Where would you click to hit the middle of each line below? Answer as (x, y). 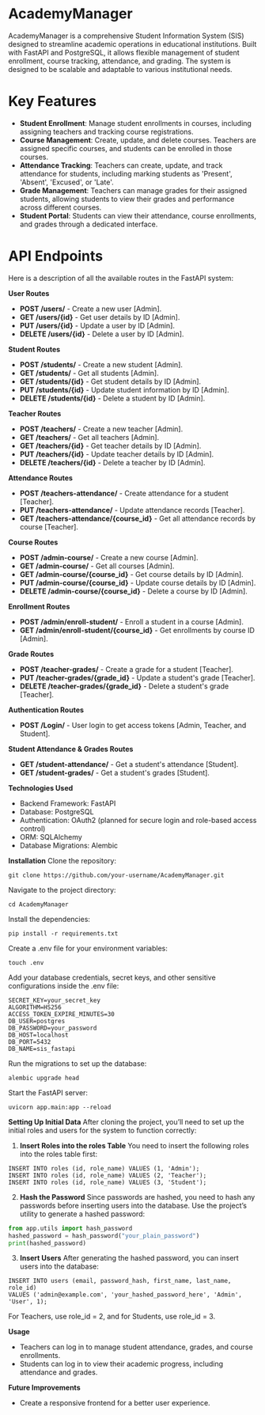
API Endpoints (56, 256)
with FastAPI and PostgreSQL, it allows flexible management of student (124, 52)
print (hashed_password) (47, 1243)
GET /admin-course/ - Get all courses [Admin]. (97, 566)
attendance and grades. (59, 1372)
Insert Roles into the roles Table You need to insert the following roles (134, 1145)
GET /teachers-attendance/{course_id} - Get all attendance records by (137, 518)
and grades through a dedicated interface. (89, 224)
